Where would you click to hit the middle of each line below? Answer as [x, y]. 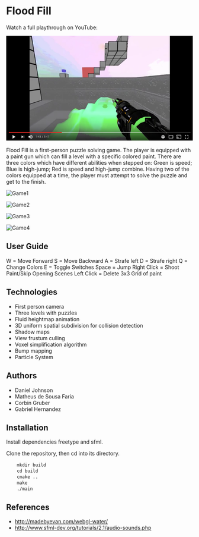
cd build [28, 471]
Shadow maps [32, 332]
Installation [27, 427]
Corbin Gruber [32, 403]
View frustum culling [40, 338]
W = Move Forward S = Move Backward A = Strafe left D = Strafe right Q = [97, 260]
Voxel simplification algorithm [51, 344]
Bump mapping [33, 351]
